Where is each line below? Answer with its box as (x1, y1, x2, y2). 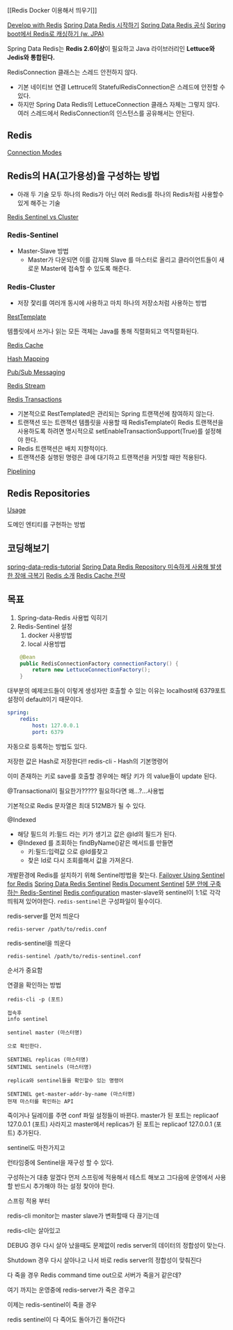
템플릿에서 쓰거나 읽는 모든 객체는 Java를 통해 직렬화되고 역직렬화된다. (7, 327, 200, 336)
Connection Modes (7, 148, 63, 156)
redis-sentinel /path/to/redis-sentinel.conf (7, 952, 141, 959)
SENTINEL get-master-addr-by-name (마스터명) (7, 1091, 136, 1098)
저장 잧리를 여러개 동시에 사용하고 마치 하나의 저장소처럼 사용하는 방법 (17, 299, 207, 307)
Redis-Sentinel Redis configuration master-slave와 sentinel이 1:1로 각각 (19, 888, 221, 897)
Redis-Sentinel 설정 (17, 622, 73, 630)
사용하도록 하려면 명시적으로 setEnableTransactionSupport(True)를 (17, 427, 204, 435)
